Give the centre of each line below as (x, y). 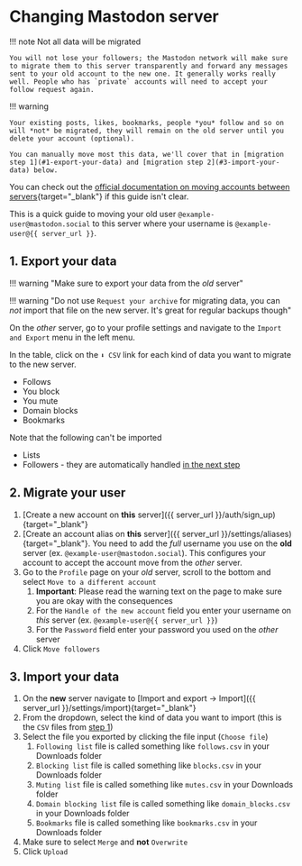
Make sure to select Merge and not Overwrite (105, 842)
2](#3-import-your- (243, 162)
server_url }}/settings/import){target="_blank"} (109, 708)
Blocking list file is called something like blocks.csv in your (149, 766)
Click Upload (45, 852)
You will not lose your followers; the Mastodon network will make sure (149, 58)
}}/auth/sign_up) (246, 515)
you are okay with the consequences (104, 600)
